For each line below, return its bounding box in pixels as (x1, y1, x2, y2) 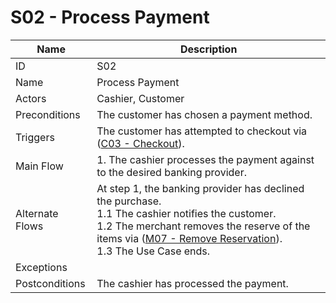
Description (179, 42, 238, 56)
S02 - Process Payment (10, 6, 210, 29)
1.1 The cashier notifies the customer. (96, 206, 277, 220)
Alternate (15, 206, 59, 220)
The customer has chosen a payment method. (96, 107, 313, 121)
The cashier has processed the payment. (96, 276, 289, 290)
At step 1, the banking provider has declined (96, 181, 305, 195)
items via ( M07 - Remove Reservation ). (96, 231, 283, 245)
